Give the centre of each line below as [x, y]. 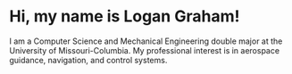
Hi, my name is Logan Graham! [125, 16]
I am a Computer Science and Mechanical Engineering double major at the [146, 41]
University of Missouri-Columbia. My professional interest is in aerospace [144, 50]
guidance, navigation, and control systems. [88, 60]
